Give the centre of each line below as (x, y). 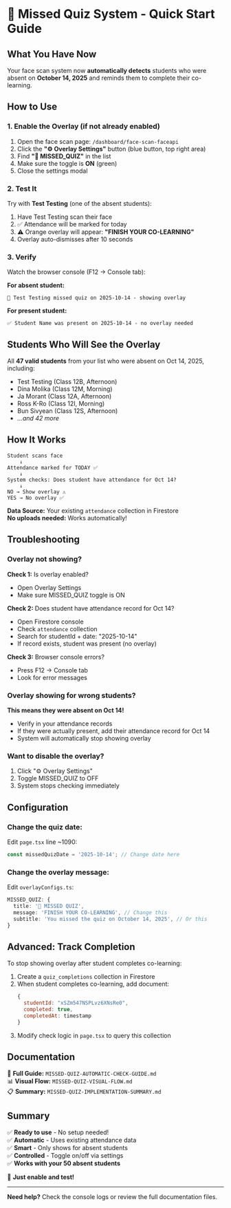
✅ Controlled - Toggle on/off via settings (65, 1156)
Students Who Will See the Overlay (84, 345)
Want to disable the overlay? (56, 756)
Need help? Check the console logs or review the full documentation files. (112, 1197)
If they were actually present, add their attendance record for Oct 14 (113, 731)
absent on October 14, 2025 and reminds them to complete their (99, 78)
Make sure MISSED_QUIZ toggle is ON (71, 595)
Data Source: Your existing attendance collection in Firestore (93, 510)
